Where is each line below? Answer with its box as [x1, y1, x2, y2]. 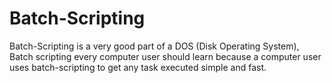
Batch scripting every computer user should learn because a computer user [9, 50, 322, 62]
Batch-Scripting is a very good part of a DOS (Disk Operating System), [9, 40, 300, 52]
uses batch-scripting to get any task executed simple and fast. [9, 61, 267, 73]
